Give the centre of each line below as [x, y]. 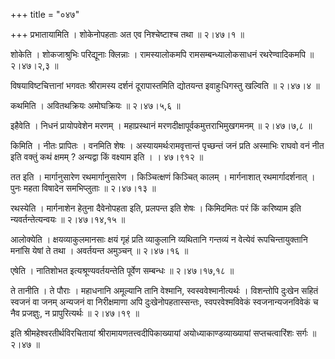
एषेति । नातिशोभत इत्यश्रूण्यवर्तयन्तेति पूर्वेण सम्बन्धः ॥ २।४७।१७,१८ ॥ [122, 270]
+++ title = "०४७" [45, 14]
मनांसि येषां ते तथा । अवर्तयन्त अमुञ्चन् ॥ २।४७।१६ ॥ [99, 250]
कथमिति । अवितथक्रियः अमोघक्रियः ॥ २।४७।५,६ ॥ [95, 105]
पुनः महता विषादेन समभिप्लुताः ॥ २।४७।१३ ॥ [83, 188]
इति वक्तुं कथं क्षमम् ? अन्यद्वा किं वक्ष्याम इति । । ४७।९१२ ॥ [107, 157]
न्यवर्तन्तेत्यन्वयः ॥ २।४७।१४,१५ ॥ [68, 219]
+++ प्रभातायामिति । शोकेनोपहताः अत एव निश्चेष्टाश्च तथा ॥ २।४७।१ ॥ [127, 34]
